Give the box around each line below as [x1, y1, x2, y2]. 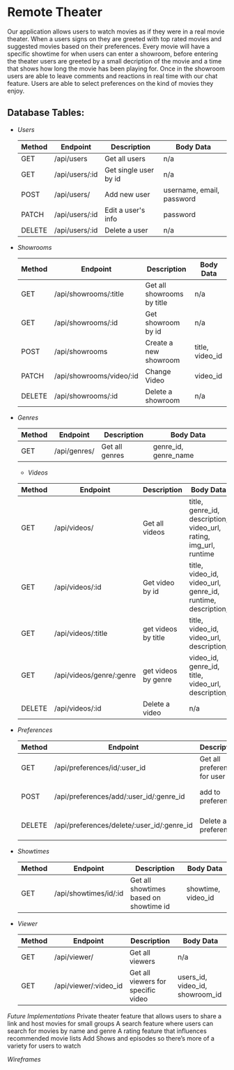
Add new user [104, 189, 150, 199]
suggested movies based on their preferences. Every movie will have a [7, 42, 210, 50]
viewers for [129, 976, 166, 986]
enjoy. [7, 87, 25, 95]
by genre [142, 674, 172, 684]
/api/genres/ [54, 446, 95, 456]
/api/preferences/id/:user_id [54, 762, 146, 772]
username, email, [163, 185, 220, 195]
